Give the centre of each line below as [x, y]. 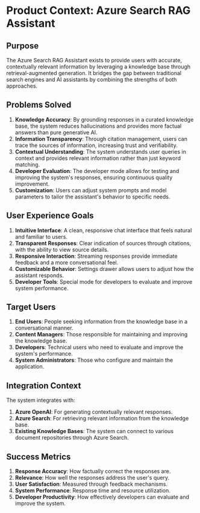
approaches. [22, 86]
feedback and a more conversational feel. [67, 262]
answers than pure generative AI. [56, 132]
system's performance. [44, 354]
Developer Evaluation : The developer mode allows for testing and [97, 171]
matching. [27, 165]
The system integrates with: [41, 400]
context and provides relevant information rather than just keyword [98, 158]
